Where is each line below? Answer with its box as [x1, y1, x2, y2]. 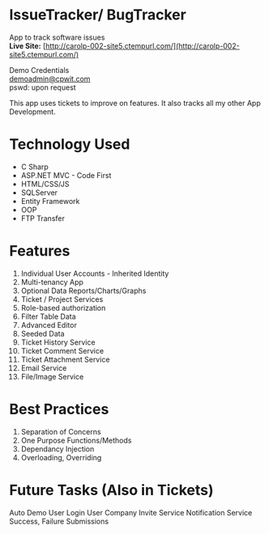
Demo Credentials [9, 65, 70, 74]
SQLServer [20, 188, 58, 197]
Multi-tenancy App [20, 277, 84, 286]
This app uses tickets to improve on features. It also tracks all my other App [9, 98, 262, 108]
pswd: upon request [9, 83, 76, 92]
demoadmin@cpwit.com [9, 74, 91, 83]
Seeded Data [20, 328, 65, 338]
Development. [9, 107, 56, 117]
